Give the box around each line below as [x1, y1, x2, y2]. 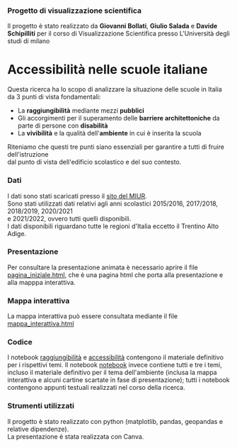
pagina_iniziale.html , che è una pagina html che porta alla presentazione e [7, 270, 224, 279]
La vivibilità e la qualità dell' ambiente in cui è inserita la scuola [17, 129, 202, 138]
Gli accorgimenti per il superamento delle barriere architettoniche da [17, 114, 221, 123]
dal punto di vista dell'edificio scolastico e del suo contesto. [7, 158, 182, 167]
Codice [7, 337, 33, 347]
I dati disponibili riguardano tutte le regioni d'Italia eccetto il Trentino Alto [7, 222, 219, 230]
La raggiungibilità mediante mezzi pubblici [17, 106, 145, 115]
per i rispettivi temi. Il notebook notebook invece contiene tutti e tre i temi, [7, 361, 223, 369]
